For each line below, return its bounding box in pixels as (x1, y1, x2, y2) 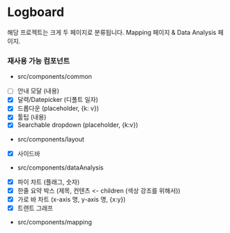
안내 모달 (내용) (17, 87, 60, 95)
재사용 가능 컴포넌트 (7, 56, 70, 66)
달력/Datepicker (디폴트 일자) (17, 96, 99, 104)
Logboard (7, 4, 65, 20)
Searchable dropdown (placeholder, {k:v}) (17, 121, 139, 129)
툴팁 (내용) (17, 113, 47, 121)
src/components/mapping (17, 218, 92, 226)
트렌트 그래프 (17, 204, 54, 212)
